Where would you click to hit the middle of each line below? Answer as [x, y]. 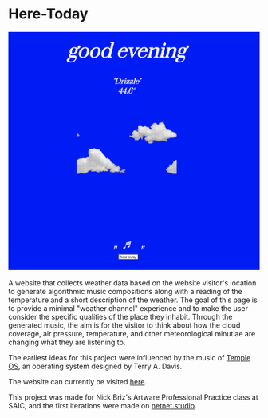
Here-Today [48, 14]
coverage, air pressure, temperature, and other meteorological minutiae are [132, 333]
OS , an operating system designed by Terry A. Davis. [95, 366]
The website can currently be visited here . [78, 381]
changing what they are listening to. [67, 342]
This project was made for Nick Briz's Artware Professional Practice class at [133, 397]
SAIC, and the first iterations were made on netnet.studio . [102, 405]
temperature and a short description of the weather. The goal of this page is [133, 300]
